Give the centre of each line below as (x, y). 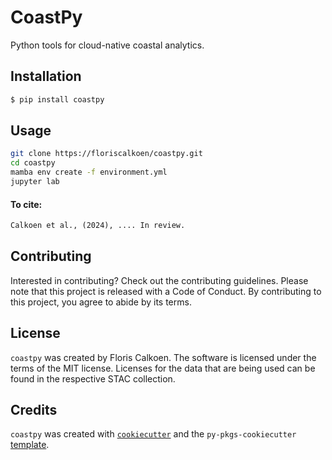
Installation (46, 76)
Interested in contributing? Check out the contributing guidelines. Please (159, 280)
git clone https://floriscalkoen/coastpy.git (106, 154)
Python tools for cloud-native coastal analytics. (107, 45)
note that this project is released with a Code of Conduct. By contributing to (166, 291)
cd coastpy (33, 163)
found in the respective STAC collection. (93, 378)
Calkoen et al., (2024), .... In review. (98, 226)
